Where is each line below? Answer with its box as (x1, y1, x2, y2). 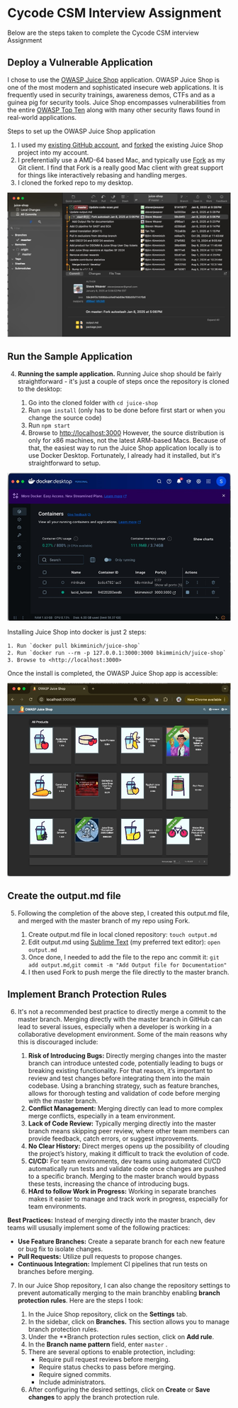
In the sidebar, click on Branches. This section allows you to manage (28, 1317, 230, 1326)
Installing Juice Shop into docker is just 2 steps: (7, 628, 147, 637)
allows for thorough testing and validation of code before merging (28, 1089, 221, 1097)
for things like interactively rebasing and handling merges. (17, 170, 188, 179)
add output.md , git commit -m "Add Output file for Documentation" (28, 960, 227, 969)
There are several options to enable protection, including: (28, 1347, 196, 1356)
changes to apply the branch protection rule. (28, 1392, 159, 1401)
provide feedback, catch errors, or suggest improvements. (28, 1134, 199, 1143)
